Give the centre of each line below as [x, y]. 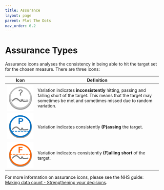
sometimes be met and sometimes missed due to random [95, 101]
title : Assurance [23, 10]
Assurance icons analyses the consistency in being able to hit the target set [81, 64]
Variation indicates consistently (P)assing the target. [90, 127]
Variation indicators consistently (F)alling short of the [91, 153]
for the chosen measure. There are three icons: [52, 69]
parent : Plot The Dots [28, 21]
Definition [97, 80]
